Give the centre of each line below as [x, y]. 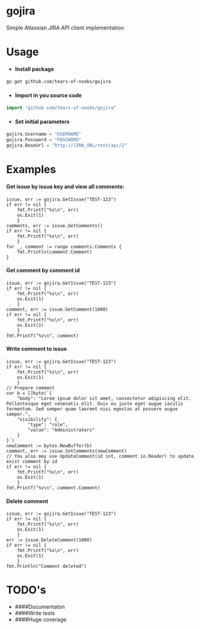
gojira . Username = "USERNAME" [44, 134]
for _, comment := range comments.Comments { [64, 247]
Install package [34, 69]
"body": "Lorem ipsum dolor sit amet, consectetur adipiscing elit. [104, 398]
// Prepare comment [31, 388]
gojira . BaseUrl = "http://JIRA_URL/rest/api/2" [67, 145]
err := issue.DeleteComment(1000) [49, 540]
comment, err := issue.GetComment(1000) [57, 309]
